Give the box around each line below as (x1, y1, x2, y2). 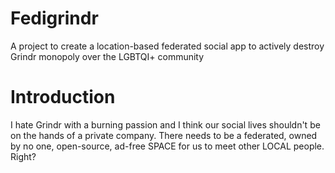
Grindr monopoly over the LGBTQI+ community (10, 50, 205, 62)
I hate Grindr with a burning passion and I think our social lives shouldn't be (10, 118, 321, 131)
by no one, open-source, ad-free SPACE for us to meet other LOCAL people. (10, 140, 325, 152)
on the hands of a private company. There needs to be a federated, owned (10, 129, 318, 141)
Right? (10, 150, 37, 162)
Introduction (10, 86, 116, 109)
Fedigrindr (10, 7, 99, 30)
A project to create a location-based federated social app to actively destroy (10, 40, 325, 52)
